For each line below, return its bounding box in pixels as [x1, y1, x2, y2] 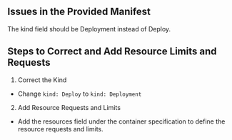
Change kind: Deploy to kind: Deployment [17, 89, 142, 98]
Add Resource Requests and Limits [17, 103, 121, 111]
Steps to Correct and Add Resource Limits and [7, 46, 217, 58]
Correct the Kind [17, 75, 67, 84]
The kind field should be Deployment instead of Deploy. [7, 24, 171, 33]
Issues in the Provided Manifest [7, 6, 151, 18]
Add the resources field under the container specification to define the [17, 117, 226, 126]
